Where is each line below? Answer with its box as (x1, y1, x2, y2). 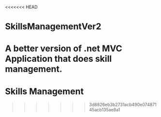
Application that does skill (5, 53, 112, 64)
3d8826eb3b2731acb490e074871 (89, 102, 157, 108)
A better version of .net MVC (5, 43, 122, 54)
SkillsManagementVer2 (5, 21, 102, 32)
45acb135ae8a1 (89, 107, 120, 113)
